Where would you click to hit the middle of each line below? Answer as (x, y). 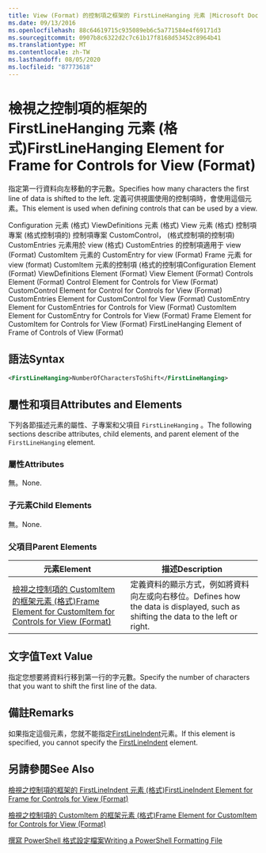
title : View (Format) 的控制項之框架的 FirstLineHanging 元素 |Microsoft (126, 15)
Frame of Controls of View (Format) (66, 332)
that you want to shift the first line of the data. (82, 686)
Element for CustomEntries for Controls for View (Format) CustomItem (123, 307)
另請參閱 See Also (51, 770)
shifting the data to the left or (184, 616)
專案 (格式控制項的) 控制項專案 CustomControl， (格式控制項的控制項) (122, 235)
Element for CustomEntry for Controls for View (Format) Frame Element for (130, 315)
